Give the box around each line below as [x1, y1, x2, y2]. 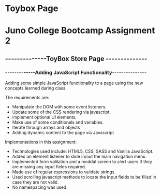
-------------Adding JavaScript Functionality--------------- [5, 69, 147, 75]
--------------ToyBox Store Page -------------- [5, 54, 147, 63]
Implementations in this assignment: [5, 139, 77, 145]
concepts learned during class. [5, 85, 67, 91]
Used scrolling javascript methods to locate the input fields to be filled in [12, 174, 156, 180]
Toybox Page [5, 3, 59, 14]
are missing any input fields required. [12, 164, 86, 170]
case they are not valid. [12, 180, 59, 185]
